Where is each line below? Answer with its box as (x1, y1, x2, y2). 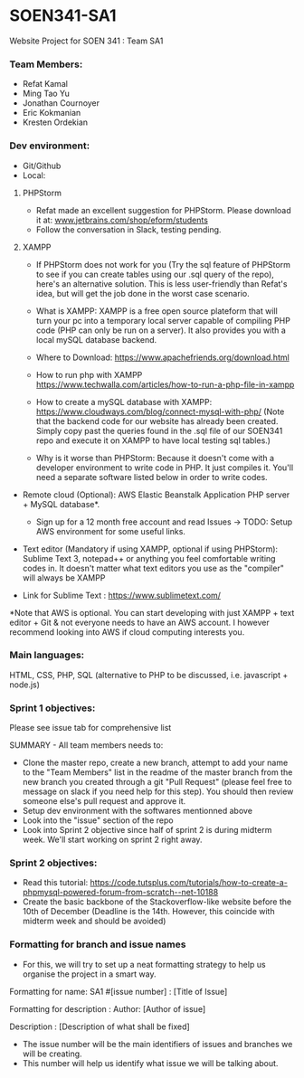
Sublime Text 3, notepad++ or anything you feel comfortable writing (22, 553, 276, 563)
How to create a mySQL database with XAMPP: (35, 396, 213, 407)
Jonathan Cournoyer (22, 98, 100, 109)
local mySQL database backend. (35, 334, 157, 345)
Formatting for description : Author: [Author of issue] (9, 1003, 206, 1014)
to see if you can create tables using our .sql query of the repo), (35, 269, 274, 279)
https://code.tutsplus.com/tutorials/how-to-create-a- (90, 877, 288, 888)
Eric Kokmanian (22, 108, 81, 118)
